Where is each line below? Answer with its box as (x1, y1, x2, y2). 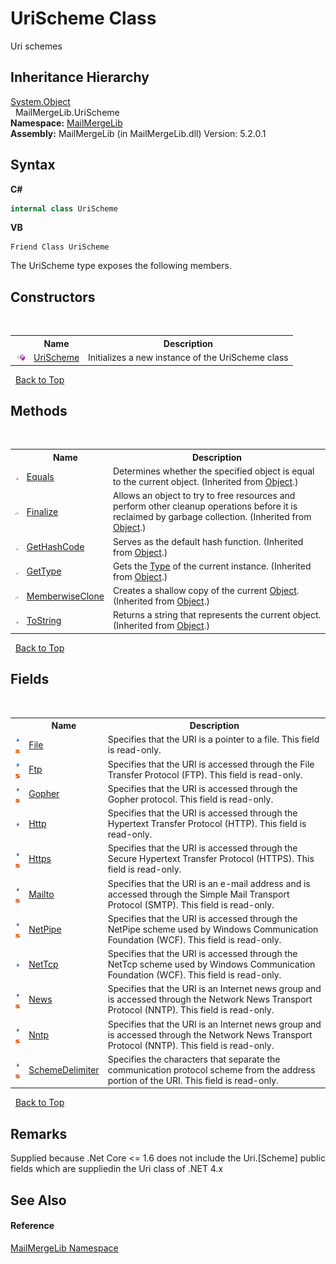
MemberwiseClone (26, 590, 105, 602)
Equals (26, 470, 55, 482)
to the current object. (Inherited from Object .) (112, 476, 299, 488)
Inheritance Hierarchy (10, 69, 150, 86)
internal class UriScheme (10, 203, 118, 214)
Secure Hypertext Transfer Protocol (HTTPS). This (107, 853, 315, 865)
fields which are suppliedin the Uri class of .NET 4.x (10, 1163, 224, 1175)
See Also (10, 1192, 67, 1209)
